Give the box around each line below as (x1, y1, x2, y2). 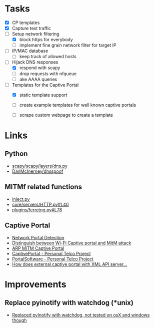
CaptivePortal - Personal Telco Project (11, 250, 91, 256)
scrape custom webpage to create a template (19, 112, 113, 118)
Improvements (4, 278, 66, 290)
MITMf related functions (4, 183, 82, 191)
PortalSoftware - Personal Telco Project (11, 256, 94, 262)
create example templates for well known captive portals (19, 102, 136, 108)
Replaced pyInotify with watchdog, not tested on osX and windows (11, 311, 150, 318)
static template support (19, 92, 67, 98)
